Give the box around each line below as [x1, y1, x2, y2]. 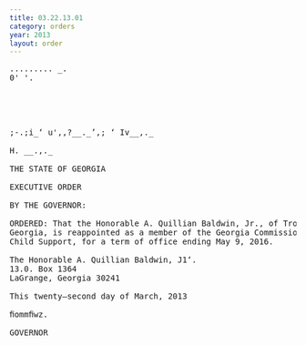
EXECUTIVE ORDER [9, 182, 82, 192]
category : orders [9, 22, 76, 31]
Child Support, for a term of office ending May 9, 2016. [9, 237, 274, 247]
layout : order [9, 38, 64, 48]
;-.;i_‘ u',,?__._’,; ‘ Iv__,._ [9, 127, 154, 137]
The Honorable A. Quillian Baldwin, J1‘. [9, 255, 198, 265]
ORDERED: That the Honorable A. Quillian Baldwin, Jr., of [9, 218, 280, 228]
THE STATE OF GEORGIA [9, 164, 107, 174]
